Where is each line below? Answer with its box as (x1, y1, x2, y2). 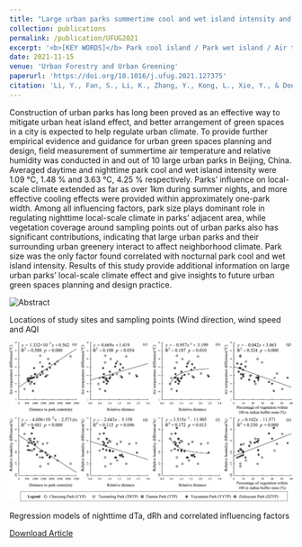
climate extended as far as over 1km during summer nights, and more (31, 183, 288, 194)
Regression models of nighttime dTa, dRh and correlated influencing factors (9, 510, 290, 521)
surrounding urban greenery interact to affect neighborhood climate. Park (9, 241, 282, 251)
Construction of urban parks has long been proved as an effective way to (9, 106, 280, 117)
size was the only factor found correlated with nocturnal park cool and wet (9, 251, 286, 261)
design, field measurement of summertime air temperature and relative (9, 145, 271, 156)
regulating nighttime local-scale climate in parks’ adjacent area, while (9, 212, 267, 223)
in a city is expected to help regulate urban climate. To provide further (9, 126, 268, 137)
